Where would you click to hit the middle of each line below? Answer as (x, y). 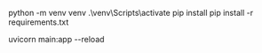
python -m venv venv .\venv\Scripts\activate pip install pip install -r (131, 13)
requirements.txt (39, 22)
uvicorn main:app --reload (56, 39)
